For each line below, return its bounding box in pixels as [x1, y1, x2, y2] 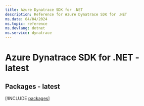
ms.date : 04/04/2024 [5, 16, 48, 21]
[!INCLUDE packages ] [5, 96, 50, 101]
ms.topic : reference [5, 21, 48, 26]
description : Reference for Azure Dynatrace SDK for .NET [5, 12, 127, 17]
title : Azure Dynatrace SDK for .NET [5, 7, 83, 12]
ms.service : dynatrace [5, 30, 52, 35]
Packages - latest [5, 82, 60, 91]
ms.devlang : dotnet [5, 26, 46, 31]
